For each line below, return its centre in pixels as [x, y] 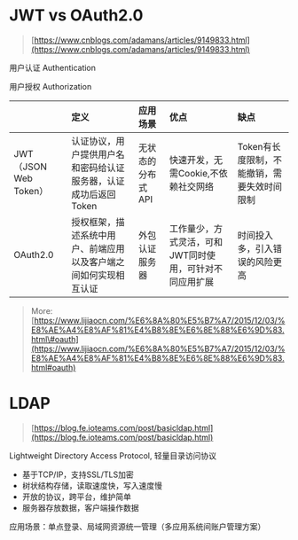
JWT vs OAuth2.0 [76, 16]
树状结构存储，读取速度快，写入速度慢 [92, 485]
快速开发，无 [196, 160]
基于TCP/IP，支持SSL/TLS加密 [78, 474]
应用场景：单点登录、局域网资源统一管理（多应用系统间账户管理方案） [137, 526]
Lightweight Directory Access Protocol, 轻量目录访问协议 [113, 455]
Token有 [255, 146]
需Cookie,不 [194, 173]
